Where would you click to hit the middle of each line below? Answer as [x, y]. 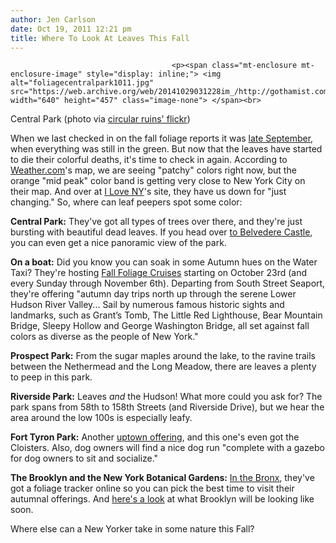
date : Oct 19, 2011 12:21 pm [71, 29]
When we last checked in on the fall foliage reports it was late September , [162, 138]
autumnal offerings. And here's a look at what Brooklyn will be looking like [162, 499]
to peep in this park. [51, 377]
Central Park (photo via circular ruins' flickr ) [100, 119]
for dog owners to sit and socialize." [84, 458]
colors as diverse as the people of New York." [104, 337]
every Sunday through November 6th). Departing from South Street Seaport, [168, 283]
